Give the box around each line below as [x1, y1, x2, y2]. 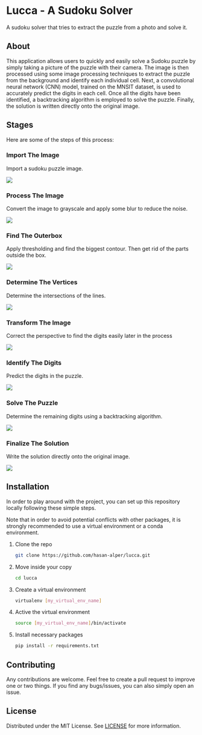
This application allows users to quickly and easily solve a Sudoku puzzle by [6, 57, 196, 64]
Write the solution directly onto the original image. [6, 452, 130, 460]
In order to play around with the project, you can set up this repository [6, 498, 180, 505]
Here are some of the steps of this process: [6, 136, 115, 143]
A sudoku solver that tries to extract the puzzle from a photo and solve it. [6, 24, 188, 31]
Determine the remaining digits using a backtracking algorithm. [6, 412, 163, 420]
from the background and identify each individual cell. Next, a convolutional [6, 76, 194, 84]
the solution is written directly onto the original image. [6, 102, 140, 110]
